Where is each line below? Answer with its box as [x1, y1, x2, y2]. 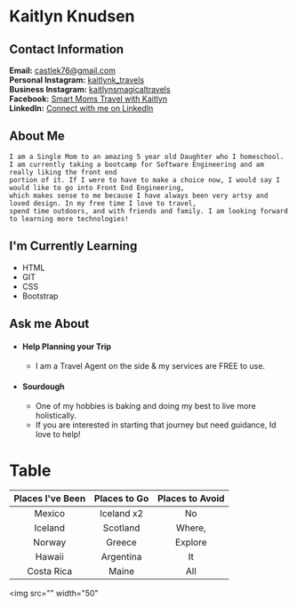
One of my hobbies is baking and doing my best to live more [35, 401, 256, 411]
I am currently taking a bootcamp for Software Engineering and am [9, 160, 265, 169]
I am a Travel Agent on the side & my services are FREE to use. [35, 361, 265, 371]
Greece [106, 536, 138, 548]
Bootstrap [21, 291, 59, 301]
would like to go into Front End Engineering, [9, 183, 185, 192]
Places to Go [93, 492, 149, 505]
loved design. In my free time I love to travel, [9, 198, 197, 208]
